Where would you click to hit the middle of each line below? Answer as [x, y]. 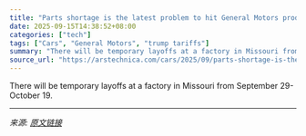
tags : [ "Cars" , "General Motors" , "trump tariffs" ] [109, 43]
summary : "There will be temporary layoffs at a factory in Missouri [144, 52]
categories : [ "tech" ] [51, 34]
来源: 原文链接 [36, 122]
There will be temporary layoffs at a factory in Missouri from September [144, 86]
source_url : [32, 60]
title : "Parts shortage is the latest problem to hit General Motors [144, 18]
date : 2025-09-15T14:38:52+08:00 [73, 26]
